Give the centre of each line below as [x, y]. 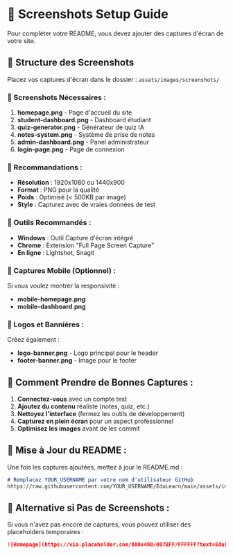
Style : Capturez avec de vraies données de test [86, 205]
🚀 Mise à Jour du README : [67, 450]
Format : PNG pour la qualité [58, 190]
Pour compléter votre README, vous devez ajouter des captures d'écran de [115, 33]
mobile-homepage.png [51, 299]
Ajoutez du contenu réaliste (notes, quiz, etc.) [84, 406]
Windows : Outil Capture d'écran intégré [75, 238]
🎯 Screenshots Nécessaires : [57, 97]
